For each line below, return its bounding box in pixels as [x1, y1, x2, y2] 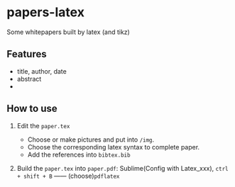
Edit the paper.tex [16, 121, 70, 130]
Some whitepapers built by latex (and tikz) [6, 28, 131, 36]
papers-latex [6, 4, 84, 21]
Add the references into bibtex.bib [27, 150, 131, 159]
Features [6, 48, 47, 60]
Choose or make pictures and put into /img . [27, 135, 155, 144]
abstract [16, 74, 42, 83]
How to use [6, 103, 58, 115]
